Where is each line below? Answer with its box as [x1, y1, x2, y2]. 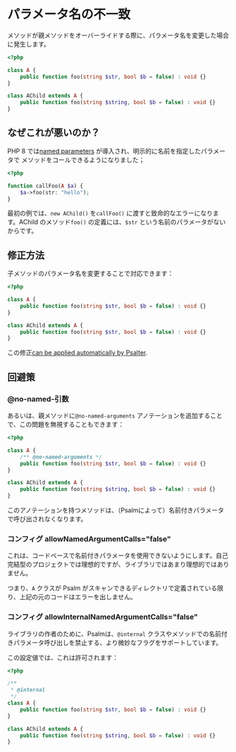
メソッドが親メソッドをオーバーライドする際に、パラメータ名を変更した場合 [7, 31, 230, 39]
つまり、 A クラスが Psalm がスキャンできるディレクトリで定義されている [7, 584, 218, 592]
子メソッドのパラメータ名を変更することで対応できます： [7, 269, 174, 278]
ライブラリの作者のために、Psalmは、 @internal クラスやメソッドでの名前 [7, 629, 222, 638]
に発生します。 [7, 39, 51, 48]
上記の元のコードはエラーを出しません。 [19, 593, 137, 601]
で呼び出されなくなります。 [7, 515, 87, 523]
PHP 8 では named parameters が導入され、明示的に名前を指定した [7, 146, 201, 155]
